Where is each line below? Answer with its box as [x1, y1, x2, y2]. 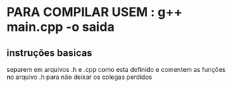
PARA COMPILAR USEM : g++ [6, 4, 183, 20]
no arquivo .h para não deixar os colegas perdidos [6, 73, 153, 81]
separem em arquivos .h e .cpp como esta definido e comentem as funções [6, 66, 226, 73]
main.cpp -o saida [6, 19, 115, 35]
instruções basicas [6, 47, 92, 59]
